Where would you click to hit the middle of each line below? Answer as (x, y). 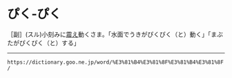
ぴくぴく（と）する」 (49, 42)
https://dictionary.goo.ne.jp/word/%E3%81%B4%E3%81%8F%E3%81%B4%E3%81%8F (116, 62)
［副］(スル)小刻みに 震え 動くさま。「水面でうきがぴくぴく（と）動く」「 (109, 34)
